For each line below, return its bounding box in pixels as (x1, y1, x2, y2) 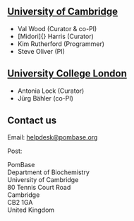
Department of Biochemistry (7, 168, 90, 176)
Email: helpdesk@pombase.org (7, 133, 98, 142)
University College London (7, 67, 127, 80)
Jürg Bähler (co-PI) (17, 93, 74, 102)
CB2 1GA (7, 198, 33, 207)
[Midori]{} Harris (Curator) (17, 32, 94, 40)
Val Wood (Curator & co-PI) (17, 24, 97, 33)
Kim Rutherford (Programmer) (17, 39, 104, 48)
